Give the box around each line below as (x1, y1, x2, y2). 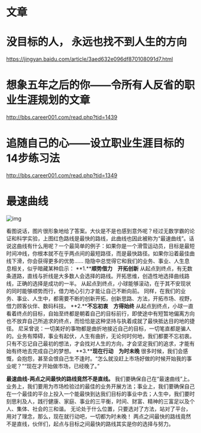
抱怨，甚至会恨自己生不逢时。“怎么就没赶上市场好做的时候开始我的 (22, 355, 187, 362)
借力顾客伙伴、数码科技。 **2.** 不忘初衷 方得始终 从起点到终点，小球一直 (6, 302, 194, 309)
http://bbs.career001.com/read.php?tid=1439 (6, 114, 118, 121)
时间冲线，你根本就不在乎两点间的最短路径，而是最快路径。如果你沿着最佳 (6, 250, 190, 257)
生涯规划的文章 (17, 94, 91, 107)
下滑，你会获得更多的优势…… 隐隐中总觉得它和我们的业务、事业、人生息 (11, 257, 190, 264)
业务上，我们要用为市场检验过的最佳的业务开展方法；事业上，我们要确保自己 (6, 383, 195, 390)
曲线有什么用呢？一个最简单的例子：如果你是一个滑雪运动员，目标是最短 (16, 242, 195, 249)
